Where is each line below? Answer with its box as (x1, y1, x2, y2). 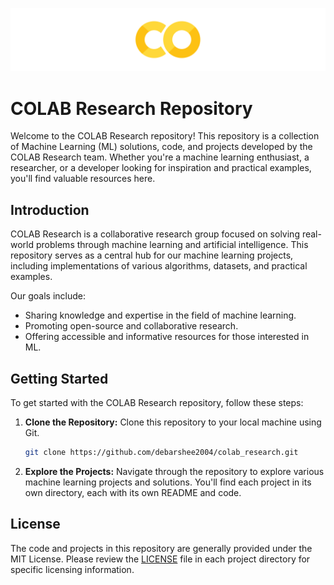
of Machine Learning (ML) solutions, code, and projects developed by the (10, 141, 313, 153)
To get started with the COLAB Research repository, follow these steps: (10, 396, 304, 408)
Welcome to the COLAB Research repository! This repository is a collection (10, 130, 320, 142)
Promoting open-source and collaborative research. (24, 320, 239, 332)
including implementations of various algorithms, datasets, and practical (10, 260, 308, 272)
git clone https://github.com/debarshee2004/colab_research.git (24, 447, 299, 457)
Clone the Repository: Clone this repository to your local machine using (24, 416, 322, 428)
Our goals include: (10, 290, 86, 302)
